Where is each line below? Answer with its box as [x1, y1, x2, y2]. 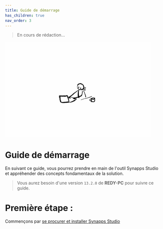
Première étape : [5, 202, 73, 213]
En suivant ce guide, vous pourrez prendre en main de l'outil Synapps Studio [5, 166, 159, 172]
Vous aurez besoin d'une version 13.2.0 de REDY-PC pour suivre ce [17, 180, 154, 186]
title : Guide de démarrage [5, 8, 60, 13]
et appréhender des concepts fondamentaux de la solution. [5, 171, 124, 176]
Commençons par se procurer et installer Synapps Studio [5, 218, 120, 224]
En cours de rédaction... [17, 32, 65, 38]
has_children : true [5, 13, 45, 18]
